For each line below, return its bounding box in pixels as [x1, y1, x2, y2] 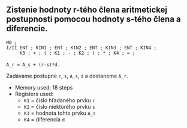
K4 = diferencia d [23, 115, 65, 123]
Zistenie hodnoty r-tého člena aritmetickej [6, 5, 168, 15]
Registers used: [14, 90, 54, 97]
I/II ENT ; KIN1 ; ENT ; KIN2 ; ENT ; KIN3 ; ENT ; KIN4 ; [6, 44, 157, 50]
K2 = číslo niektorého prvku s [23, 103, 95, 110]
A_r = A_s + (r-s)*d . [6, 60, 59, 68]
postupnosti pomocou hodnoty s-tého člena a [6, 14, 181, 25]
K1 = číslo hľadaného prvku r [23, 96, 96, 104]
